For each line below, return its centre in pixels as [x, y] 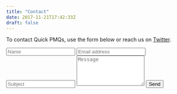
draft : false [22, 23]
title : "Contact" [28, 12]
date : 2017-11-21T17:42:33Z [41, 17]
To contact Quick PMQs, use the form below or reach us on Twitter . [89, 40]
